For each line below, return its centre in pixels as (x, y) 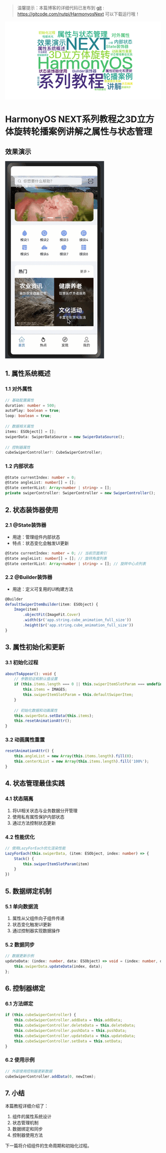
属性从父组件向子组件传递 (38, 918)
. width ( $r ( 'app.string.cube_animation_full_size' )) (77, 620)
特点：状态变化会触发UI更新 (41, 543)
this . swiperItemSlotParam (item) (56, 864)
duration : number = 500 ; (31, 406)
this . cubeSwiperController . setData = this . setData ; (68, 1041)
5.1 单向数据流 (22, 906)
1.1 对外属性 (19, 389)
